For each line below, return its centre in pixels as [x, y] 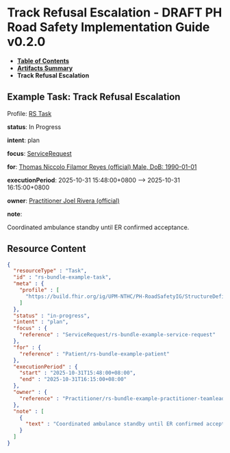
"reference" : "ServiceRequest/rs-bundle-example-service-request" [117, 335]
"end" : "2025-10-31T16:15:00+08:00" [73, 380]
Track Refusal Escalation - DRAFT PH [115, 13]
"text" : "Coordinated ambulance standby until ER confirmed [114, 424]
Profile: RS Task [29, 113]
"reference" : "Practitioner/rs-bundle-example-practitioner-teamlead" [124, 398]
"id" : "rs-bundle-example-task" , [62, 277]
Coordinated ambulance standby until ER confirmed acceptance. [98, 227]
